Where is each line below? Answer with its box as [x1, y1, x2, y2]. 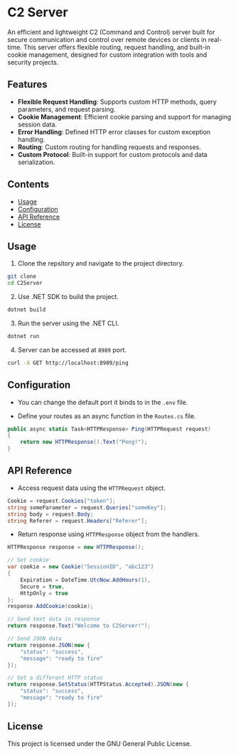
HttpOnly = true [20, 590, 69, 597]
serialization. [17, 158, 55, 166]
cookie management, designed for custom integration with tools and [7, 50, 207, 59]
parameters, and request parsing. [17, 104, 116, 114]
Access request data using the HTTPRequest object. [17, 484, 166, 492]
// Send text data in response [7, 616, 100, 623]
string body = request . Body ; [7, 511, 94, 518]
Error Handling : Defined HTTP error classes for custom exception [17, 127, 211, 136]
